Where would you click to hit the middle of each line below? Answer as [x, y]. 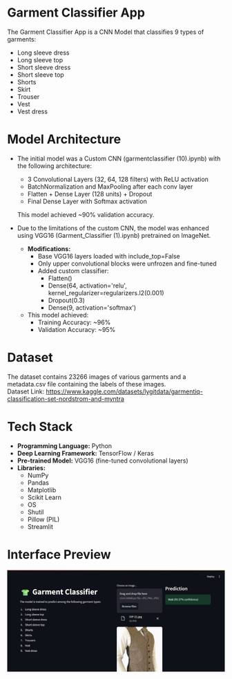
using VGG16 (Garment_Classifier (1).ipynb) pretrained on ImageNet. [114, 235]
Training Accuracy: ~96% [74, 322]
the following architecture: [54, 166]
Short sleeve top [40, 75]
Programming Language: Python [65, 446]
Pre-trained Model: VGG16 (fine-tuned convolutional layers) [103, 461]
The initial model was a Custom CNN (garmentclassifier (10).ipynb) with [119, 158]
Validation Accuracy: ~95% [77, 329]
